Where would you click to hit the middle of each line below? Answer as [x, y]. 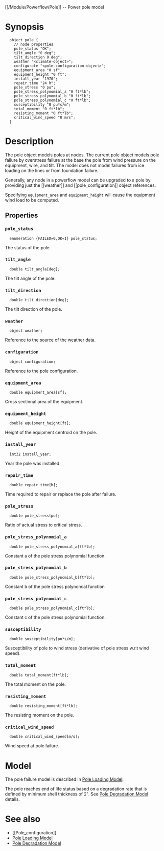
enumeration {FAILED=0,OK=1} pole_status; [53, 238]
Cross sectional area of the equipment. [44, 402]
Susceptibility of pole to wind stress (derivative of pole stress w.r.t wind [77, 648]
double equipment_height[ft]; [40, 423]
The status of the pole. [28, 247]
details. [12, 799]
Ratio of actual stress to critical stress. [44, 525]
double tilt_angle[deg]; [35, 269]
